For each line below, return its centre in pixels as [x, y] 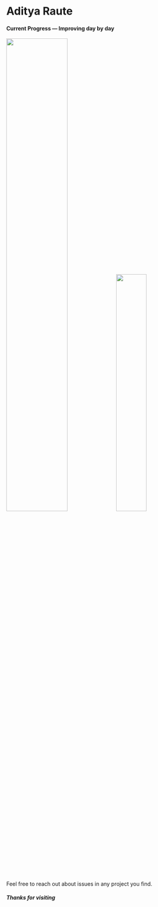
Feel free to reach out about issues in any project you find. [79, 884]
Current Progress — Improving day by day [60, 28]
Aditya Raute [39, 11]
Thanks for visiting [31, 898]
